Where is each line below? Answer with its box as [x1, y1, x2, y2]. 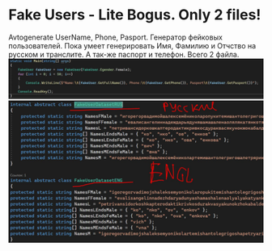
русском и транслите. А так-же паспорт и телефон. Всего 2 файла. [8, 49, 240, 59]
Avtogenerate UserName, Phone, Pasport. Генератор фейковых [8, 32, 223, 42]
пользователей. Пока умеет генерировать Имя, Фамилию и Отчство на [8, 40, 257, 50]
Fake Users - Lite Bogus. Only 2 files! [8, 6, 261, 24]
